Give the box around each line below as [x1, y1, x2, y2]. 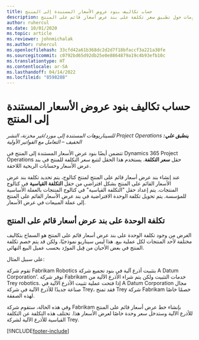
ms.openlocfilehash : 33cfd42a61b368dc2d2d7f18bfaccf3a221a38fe [6, 47, 166, 53]
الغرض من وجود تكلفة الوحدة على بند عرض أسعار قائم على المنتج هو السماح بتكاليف [6, 231, 192, 238]
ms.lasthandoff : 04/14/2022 [6, 69, 76, 75]
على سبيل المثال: [6, 255, 45, 263]
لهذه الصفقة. [6, 292, 35, 299]
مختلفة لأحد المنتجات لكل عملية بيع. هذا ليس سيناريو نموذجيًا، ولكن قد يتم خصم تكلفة [6, 237, 193, 245]
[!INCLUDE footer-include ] [6, 327, 70, 334]
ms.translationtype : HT [6, 58, 66, 64]
